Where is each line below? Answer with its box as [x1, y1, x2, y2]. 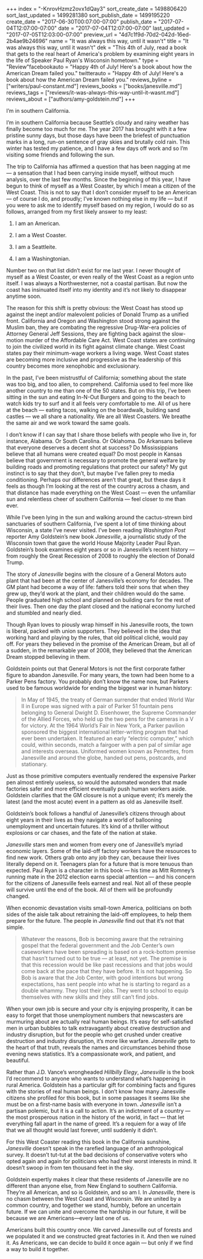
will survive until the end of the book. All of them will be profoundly [6, 886, 173, 893]
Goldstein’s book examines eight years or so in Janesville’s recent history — [6, 546, 195, 553]
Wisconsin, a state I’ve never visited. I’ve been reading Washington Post [6, 527, 186, 533]
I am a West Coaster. [14, 232, 67, 238]
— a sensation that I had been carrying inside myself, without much [6, 169, 174, 177]
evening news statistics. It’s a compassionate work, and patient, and [6, 1050, 176, 1058]
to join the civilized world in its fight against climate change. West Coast [6, 343, 185, 350]
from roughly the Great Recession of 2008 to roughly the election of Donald [6, 552, 195, 559]
